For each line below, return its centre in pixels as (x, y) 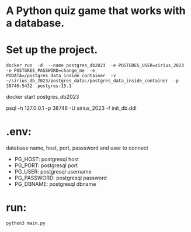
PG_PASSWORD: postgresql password (60, 178)
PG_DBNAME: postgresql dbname (55, 184)
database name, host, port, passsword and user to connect (77, 148)
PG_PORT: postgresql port (46, 165)
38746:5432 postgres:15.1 (39, 86)
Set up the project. (52, 50)
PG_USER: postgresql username (53, 172)
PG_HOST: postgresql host (47, 160)
